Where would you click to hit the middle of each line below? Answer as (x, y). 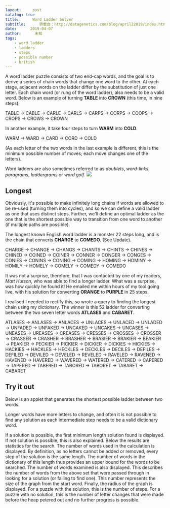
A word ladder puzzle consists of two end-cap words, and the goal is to (80, 76)
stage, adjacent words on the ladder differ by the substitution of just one (80, 87)
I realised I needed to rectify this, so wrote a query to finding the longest (80, 302)
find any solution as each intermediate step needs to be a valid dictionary (82, 420)
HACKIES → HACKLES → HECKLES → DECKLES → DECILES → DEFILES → (83, 350)
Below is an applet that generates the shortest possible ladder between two (84, 399)
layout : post (24, 10)
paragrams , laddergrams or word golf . (46, 175)
